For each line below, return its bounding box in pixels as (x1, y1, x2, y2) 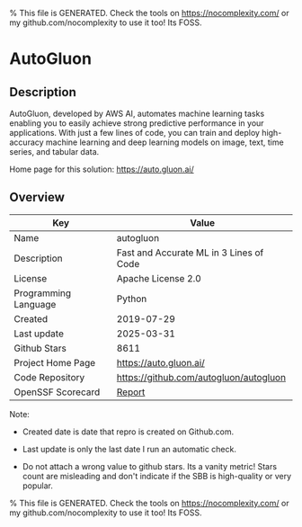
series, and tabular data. (9, 147, 100, 156)
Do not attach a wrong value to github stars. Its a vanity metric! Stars (22, 460, 277, 471)
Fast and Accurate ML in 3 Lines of (116, 246, 264, 259)
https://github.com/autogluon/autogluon (116, 371, 286, 383)
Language (13, 298, 57, 310)
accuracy (9, 137, 44, 147)
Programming (13, 287, 72, 299)
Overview (9, 190, 66, 205)
